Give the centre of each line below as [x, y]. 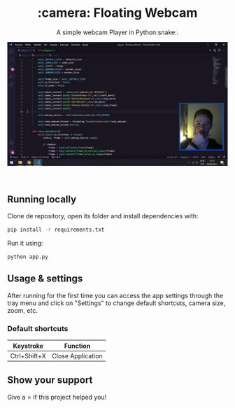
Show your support [50, 380]
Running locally [42, 199]
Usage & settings [45, 279]
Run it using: [25, 244]
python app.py [28, 257]
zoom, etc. [23, 310]
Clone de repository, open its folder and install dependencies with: [103, 216]
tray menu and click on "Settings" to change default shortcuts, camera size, [116, 303]
